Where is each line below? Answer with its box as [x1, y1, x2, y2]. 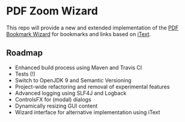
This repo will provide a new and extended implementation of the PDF [6, 24, 179, 31]
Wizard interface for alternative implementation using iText [14, 108, 160, 115]
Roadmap [6, 48, 43, 58]
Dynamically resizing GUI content [14, 102, 98, 109]
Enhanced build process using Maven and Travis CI [14, 64, 142, 71]
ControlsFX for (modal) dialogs [14, 96, 91, 103]
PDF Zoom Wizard [6, 4, 98, 18]
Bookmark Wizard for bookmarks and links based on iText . [6, 30, 151, 37]
